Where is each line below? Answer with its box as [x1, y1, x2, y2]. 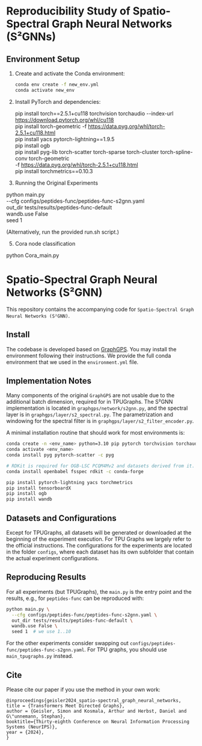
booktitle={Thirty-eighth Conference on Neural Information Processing [6, 719, 189, 725]
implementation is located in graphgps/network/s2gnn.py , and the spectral [6, 404, 188, 412]
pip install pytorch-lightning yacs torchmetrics [6, 479, 133, 485]
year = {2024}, [6, 729, 44, 735]
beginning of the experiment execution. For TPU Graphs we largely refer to [6, 535, 191, 543]
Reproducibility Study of [6, 4, 130, 18]
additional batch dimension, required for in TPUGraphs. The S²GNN [6, 398, 173, 406]
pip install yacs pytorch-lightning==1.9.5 [14, 135, 115, 142]
